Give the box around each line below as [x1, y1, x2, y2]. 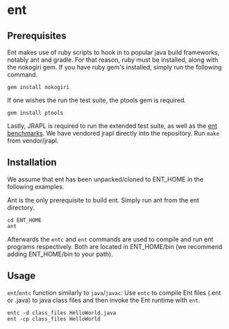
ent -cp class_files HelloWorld [7, 315, 101, 322]
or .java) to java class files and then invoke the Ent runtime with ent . [7, 296, 201, 304]
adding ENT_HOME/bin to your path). [7, 250, 113, 258]
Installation [7, 157, 57, 168]
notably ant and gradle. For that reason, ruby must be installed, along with [7, 56, 219, 64]
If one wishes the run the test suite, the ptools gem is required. [7, 96, 186, 104]
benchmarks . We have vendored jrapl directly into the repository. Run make [7, 129, 220, 137]
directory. [7, 203, 35, 211]
